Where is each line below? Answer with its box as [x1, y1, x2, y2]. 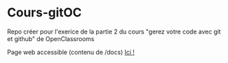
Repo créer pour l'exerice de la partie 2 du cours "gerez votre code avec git [7, 27, 221, 36]
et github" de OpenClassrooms [7, 34, 95, 42]
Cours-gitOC [7, 5, 82, 21]
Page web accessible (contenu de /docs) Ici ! [7, 48, 135, 56]
